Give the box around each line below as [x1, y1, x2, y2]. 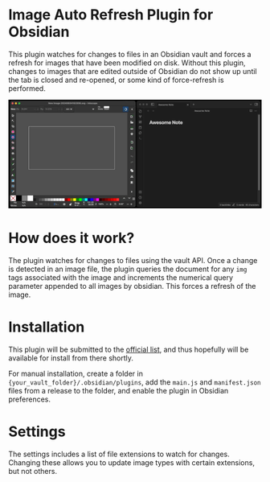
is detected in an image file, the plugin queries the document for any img [8, 264, 247, 274]
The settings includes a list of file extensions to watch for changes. [8, 449, 231, 459]
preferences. [8, 394, 51, 404]
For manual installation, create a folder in [8, 369, 143, 379]
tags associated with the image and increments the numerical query [8, 273, 234, 282]
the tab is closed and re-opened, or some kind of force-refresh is [8, 75, 224, 84]
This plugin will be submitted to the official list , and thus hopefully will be [8, 344, 249, 355]
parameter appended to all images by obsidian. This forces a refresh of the [8, 282, 256, 291]
